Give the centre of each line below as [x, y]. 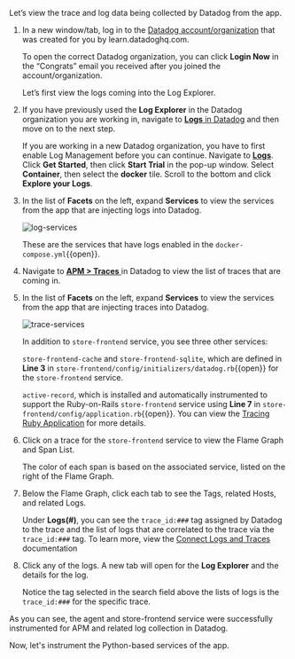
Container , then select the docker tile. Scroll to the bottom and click [147, 174]
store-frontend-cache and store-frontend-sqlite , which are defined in [152, 359]
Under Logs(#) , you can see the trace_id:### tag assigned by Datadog [152, 520]
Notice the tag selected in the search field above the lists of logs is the [151, 592]
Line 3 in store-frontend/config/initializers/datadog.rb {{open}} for [150, 368]
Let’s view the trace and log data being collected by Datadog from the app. [145, 13]
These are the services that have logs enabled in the [118, 244]
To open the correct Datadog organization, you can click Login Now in [150, 56]
